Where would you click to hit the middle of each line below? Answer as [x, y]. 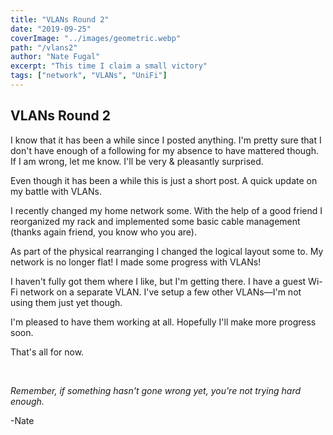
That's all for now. [47, 352]
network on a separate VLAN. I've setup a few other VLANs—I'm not [160, 292]
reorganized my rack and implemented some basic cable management [155, 221]
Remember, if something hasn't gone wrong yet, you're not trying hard [156, 390]
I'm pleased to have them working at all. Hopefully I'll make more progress [163, 322]
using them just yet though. [66, 302]
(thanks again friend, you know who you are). [103, 232]
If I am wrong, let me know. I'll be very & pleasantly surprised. [137, 161]
